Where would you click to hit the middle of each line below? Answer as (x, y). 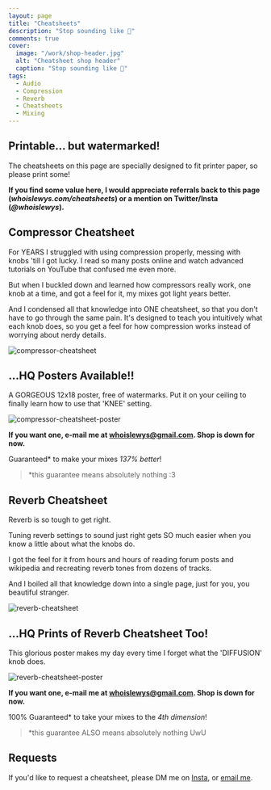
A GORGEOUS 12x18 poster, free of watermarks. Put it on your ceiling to (127, 395)
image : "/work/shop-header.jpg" (70, 53)
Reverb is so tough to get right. (60, 520)
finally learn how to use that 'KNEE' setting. (80, 404)
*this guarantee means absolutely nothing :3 (102, 475)
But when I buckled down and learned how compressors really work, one (130, 284)
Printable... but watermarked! (84, 146)
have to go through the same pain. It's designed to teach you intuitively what (135, 317)
